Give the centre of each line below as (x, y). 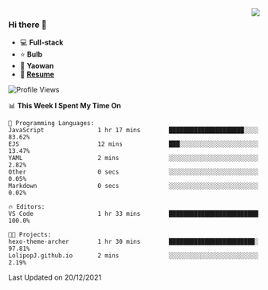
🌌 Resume (37, 74)
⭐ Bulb (31, 54)
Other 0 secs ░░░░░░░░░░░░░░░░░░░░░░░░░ (134, 172)
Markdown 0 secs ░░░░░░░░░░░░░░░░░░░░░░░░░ (134, 186)
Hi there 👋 (28, 25)
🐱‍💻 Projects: (30, 235)
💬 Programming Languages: (51, 123)
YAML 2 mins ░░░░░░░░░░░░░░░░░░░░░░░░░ (134, 159)
